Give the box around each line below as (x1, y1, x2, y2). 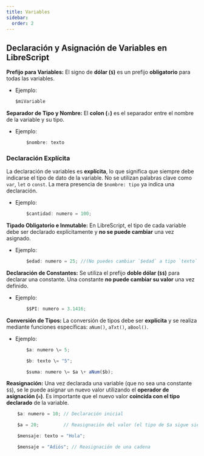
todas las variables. (6, 75, 55, 82)
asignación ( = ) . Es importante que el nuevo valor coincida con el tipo (6, 393, 180, 400)
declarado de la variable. (6, 399, 69, 407)
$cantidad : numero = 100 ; (26, 211, 92, 217)
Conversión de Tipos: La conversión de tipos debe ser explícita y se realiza (6, 317, 197, 324)
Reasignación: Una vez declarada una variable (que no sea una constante (6, 380, 192, 387)
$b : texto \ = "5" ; (26, 357, 73, 364)
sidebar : (6, 15, 29, 21)
